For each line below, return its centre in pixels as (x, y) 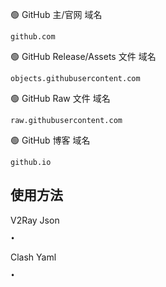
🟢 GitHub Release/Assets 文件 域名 (83, 56)
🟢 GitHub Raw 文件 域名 (60, 98)
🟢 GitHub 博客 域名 (50, 140)
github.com (33, 37)
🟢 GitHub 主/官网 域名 (56, 14)
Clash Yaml (33, 257)
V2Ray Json (35, 220)
